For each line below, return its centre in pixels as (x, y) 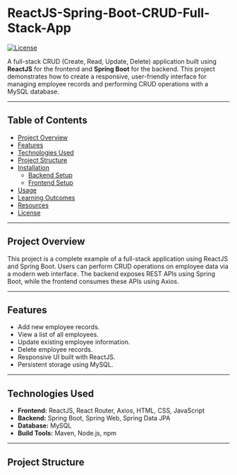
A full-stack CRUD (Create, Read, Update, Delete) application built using (112, 61)
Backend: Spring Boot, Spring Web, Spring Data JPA (94, 418)
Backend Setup (50, 175)
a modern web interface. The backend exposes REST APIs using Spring (111, 273)
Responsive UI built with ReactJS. (66, 357)
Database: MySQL (44, 425)
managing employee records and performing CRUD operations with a (108, 84)
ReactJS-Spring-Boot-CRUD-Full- (109, 13)
